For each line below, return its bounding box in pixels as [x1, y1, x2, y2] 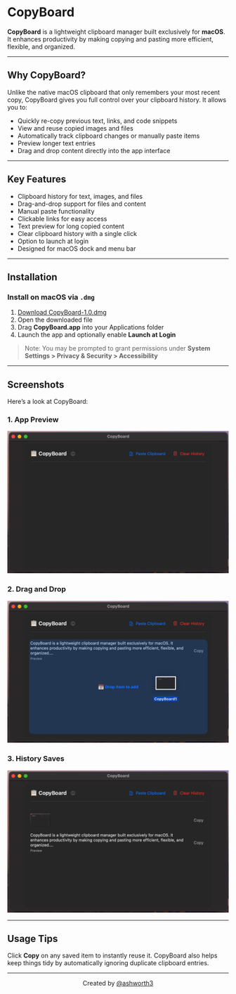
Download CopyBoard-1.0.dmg [17, 308, 107, 317]
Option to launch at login [17, 237, 89, 245]
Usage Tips [7, 932, 58, 945]
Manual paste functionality [17, 207, 95, 215]
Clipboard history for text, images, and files [17, 192, 143, 200]
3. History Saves [7, 754, 65, 764]
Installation [7, 271, 58, 283]
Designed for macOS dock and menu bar [17, 244, 136, 253]
